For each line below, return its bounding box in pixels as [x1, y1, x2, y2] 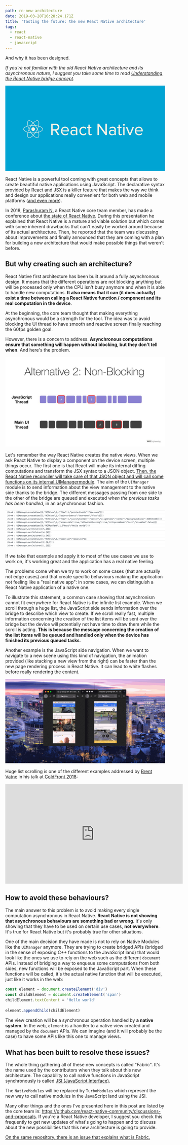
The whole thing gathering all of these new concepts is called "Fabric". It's [5, 1062, 161, 1068]
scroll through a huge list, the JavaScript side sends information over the [5, 605, 157, 611]
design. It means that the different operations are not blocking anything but [5, 279, 162, 285]
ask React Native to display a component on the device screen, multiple [5, 457, 155, 464]
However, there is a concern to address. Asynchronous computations [5, 336, 153, 342]
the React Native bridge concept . [5, 75, 75, 81]
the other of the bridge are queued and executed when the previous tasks [5, 495, 160, 501]
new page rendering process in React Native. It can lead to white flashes [5, 663, 157, 669]
